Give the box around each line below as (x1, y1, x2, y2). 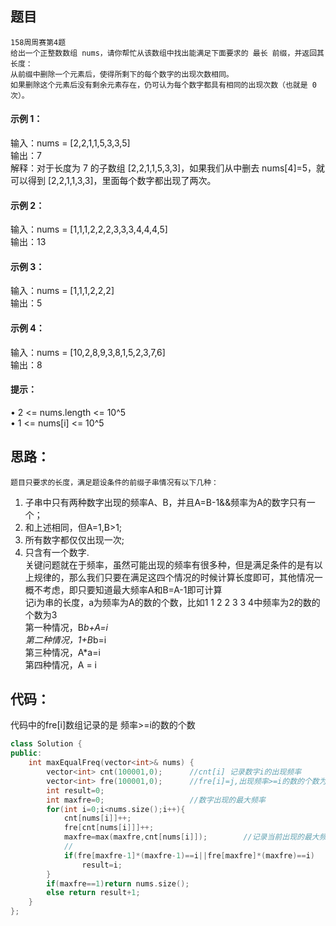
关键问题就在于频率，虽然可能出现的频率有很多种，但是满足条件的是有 (24, 558, 315, 571)
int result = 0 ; (46, 785, 105, 796)
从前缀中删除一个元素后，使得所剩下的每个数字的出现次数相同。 (10, 69, 234, 79)
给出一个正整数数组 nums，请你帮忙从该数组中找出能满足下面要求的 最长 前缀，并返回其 (10, 48, 325, 58)
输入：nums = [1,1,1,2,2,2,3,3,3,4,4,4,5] (10, 223, 168, 236)
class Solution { (10, 739, 83, 749)
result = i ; (81, 860, 123, 870)
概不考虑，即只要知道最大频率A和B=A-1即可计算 (24, 583, 223, 596)
